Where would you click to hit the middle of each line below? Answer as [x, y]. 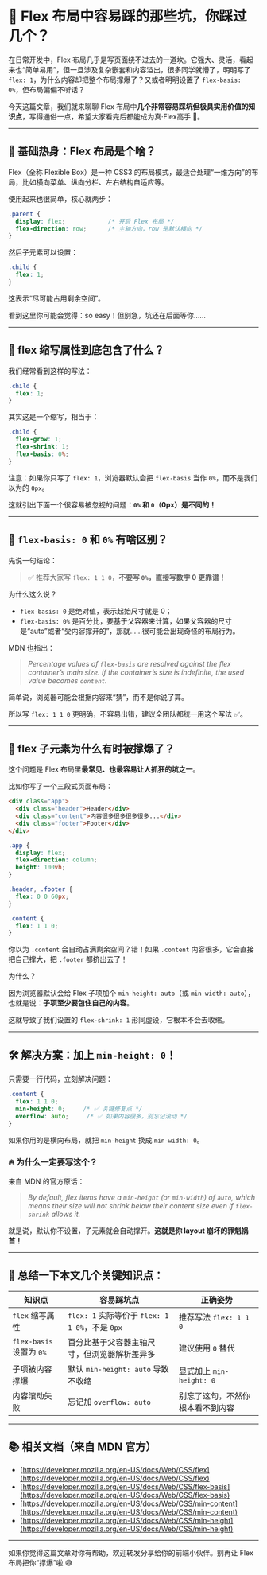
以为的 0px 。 [29, 488]
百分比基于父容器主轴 [107, 1342]
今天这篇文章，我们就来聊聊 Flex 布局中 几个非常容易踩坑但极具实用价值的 [128, 106]
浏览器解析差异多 [123, 1354]
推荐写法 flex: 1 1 [214, 1317]
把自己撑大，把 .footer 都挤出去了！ [68, 959]
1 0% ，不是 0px [95, 1327]
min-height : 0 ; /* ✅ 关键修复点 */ [79, 1109]
